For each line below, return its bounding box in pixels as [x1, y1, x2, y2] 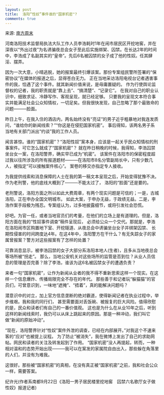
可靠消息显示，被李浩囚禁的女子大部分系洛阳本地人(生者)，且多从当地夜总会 [5, 248, 158, 253]
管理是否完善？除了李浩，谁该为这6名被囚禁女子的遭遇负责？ [13, 260, 136, 266]
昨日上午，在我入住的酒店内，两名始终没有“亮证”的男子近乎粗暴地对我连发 [5, 116, 155, 122]
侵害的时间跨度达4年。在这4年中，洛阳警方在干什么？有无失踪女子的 [13, 231, 152, 237]
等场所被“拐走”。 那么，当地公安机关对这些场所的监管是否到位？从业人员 [5, 253, 151, 259]
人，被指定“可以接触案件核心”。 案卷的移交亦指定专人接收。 [5, 163, 126, 169]
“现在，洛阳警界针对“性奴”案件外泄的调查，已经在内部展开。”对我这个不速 [5, 328, 152, 333]
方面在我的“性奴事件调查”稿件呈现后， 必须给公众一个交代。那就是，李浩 [9, 219, 156, 225]
